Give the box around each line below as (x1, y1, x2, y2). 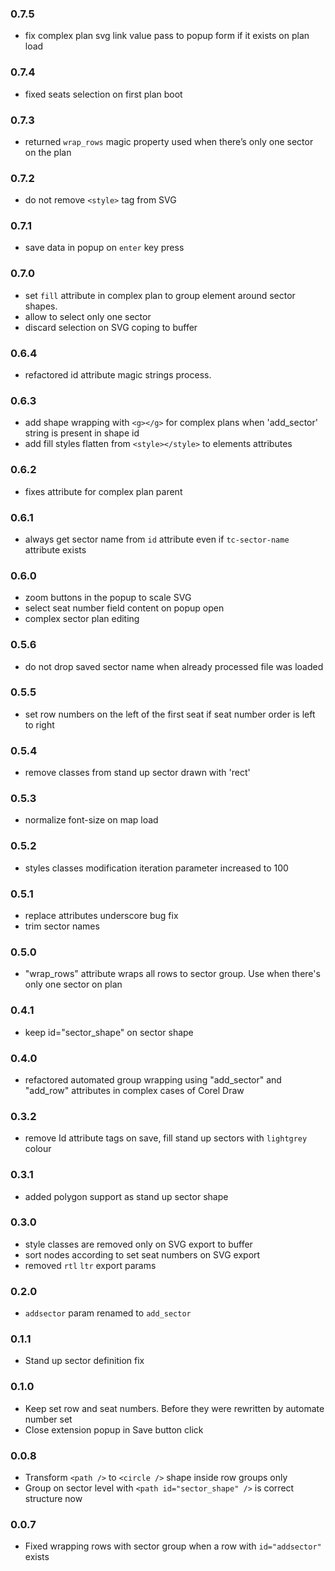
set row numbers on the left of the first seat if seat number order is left (24, 708, 316, 720)
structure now (24, 1493, 83, 1505)
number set (24, 1413, 73, 1425)
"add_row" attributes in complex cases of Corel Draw (24, 1084, 245, 1096)
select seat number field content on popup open (24, 602, 225, 614)
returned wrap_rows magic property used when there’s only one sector (24, 135, 314, 147)
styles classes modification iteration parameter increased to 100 (24, 862, 289, 874)
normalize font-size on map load (24, 814, 159, 826)
